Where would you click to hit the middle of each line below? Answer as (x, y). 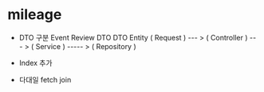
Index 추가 (35, 63)
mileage (35, 15)
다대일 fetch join (45, 79)
